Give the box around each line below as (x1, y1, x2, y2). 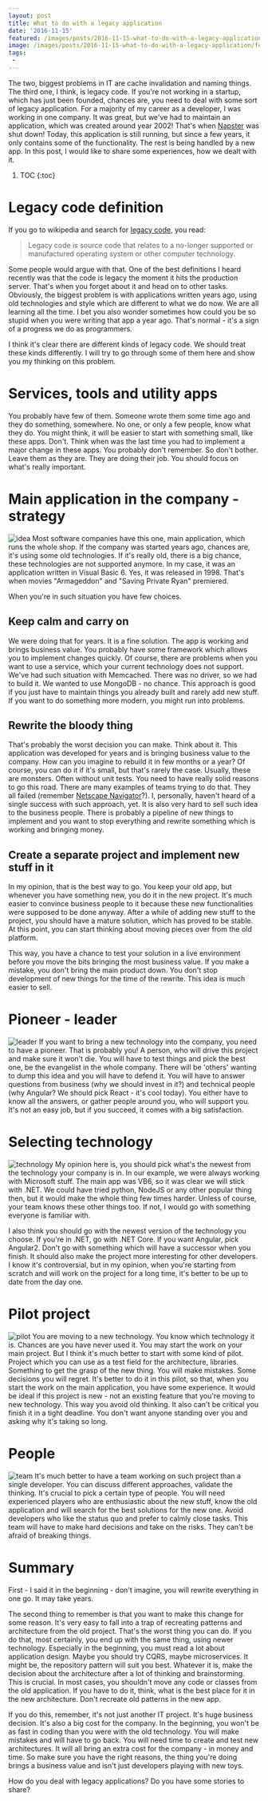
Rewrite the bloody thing (8, 718, 133, 732)
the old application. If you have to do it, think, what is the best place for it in (8, 1686, 255, 1695)
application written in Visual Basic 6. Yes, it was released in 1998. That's (8, 568, 245, 577)
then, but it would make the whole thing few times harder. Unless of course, (8, 1193, 257, 1203)
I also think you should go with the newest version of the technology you (8, 1226, 247, 1235)
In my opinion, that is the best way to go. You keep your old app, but (8, 882, 233, 892)
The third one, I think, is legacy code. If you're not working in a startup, (8, 86, 242, 96)
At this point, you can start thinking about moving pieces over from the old (8, 925, 253, 934)
